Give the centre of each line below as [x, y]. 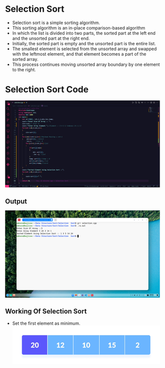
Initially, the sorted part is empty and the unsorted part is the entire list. [84, 43]
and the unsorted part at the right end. [51, 38]
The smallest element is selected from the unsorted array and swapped [84, 49]
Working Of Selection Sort [46, 311]
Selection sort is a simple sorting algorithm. [56, 23]
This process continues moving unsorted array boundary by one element [86, 64]
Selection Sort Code [47, 90]
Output [16, 201]
